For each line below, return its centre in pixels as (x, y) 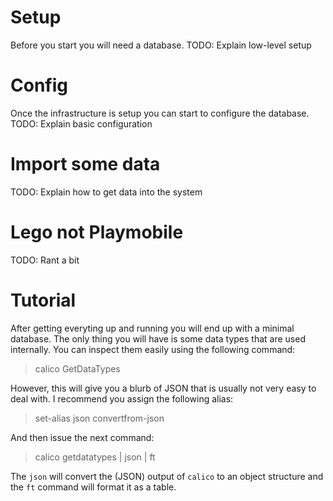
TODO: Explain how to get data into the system (106, 192)
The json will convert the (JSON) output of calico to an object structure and (167, 476)
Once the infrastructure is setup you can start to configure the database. (160, 113)
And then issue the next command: (82, 437)
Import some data (85, 164)
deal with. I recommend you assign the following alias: (122, 398)
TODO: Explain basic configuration (81, 123)
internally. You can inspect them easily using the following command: (153, 349)
